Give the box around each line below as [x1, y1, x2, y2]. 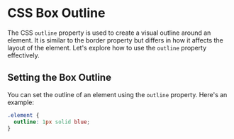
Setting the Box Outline [7, 72, 112, 84]
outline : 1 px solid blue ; [13, 118, 91, 126]
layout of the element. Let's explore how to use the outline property [7, 43, 207, 52]
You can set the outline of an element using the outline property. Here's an [7, 90, 228, 99]
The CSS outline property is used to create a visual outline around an [7, 28, 211, 37]
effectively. [7, 51, 40, 60]
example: [7, 98, 34, 106]
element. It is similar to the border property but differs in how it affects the [7, 35, 223, 44]
